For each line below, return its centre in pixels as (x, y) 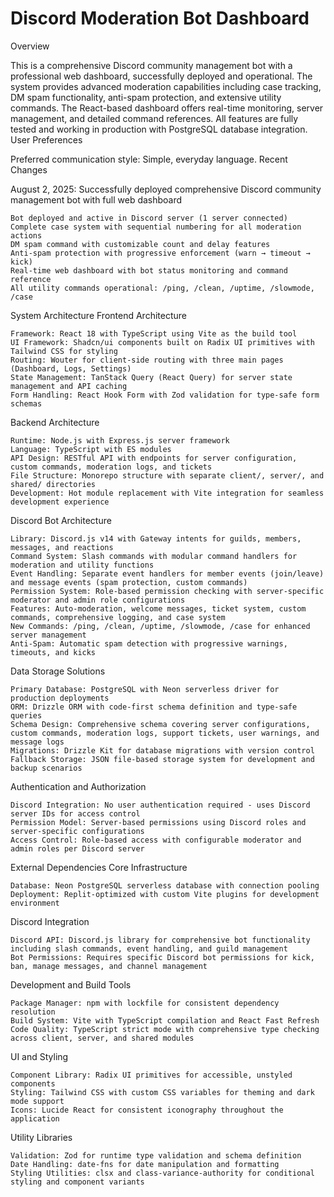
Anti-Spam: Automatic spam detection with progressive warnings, (149, 643)
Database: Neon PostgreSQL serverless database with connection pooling (165, 885)
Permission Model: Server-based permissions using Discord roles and (158, 822)
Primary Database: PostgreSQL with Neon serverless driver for (145, 689)
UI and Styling (39, 1056)
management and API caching (69, 386)
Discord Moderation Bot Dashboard (160, 18)
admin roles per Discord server (77, 848)
